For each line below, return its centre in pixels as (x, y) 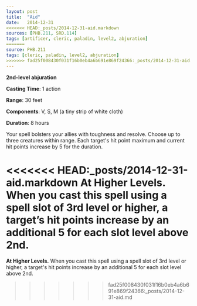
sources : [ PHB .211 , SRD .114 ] (42, 33)
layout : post (22, 11)
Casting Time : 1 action (33, 89)
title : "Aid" (23, 17)
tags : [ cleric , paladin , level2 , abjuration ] (62, 55)
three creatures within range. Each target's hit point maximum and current (95, 140)
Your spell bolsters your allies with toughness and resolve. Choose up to (93, 134)
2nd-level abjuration (31, 77)
